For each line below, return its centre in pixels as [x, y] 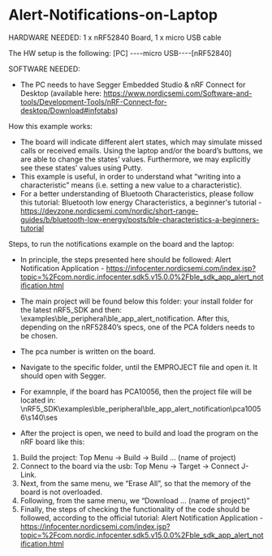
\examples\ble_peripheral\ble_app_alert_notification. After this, [125, 318]
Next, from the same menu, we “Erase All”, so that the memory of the [136, 483]
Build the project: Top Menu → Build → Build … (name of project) [128, 457]
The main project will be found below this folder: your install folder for [136, 301]
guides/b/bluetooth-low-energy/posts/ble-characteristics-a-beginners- [140, 219]
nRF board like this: [52, 442]
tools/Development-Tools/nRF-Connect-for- [94, 101]
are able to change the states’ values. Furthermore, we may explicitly [135, 159]
